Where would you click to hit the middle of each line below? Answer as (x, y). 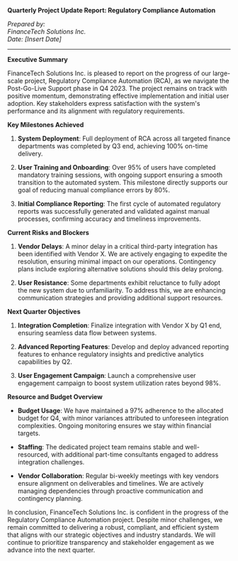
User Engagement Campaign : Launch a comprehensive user (107, 375)
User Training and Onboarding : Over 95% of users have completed (117, 167)
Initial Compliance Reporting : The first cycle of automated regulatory (119, 204)
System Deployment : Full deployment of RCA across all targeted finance (124, 138)
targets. (29, 433)
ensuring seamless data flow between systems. (87, 333)
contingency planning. (50, 499)
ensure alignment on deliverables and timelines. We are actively (110, 483)
